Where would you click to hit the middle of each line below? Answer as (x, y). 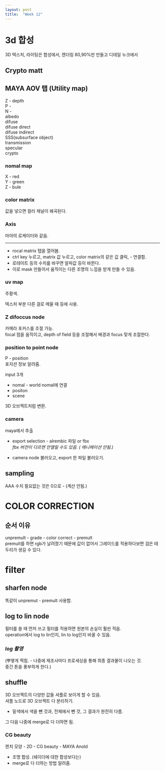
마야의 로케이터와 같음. (27, 235)
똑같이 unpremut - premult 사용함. (39, 600)
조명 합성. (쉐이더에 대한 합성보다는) (46, 757)
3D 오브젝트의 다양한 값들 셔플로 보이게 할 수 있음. (53, 695)
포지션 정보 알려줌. (23, 364)
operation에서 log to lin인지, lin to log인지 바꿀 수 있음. (58, 635)
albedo (12, 116)
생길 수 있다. (30, 549)
